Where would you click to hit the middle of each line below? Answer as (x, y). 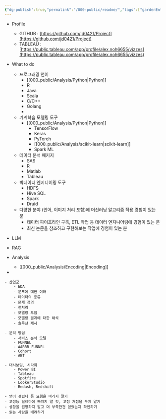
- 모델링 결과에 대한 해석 (36, 318)
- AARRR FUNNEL (29, 347)
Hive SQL (36, 193)
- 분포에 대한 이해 (30, 292)
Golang (34, 106)
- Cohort (23, 351)
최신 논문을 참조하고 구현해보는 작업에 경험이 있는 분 (77, 228)
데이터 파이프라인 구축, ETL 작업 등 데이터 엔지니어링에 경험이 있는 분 (93, 222)
